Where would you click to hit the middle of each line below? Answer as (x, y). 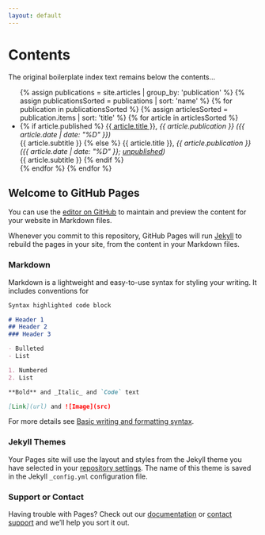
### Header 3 (30, 334)
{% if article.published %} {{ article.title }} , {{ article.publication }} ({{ (132, 126)
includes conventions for (49, 291)
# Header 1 (26, 319)
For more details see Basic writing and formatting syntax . (101, 421)
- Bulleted (26, 349)
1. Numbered (28, 370)
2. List (21, 378)
